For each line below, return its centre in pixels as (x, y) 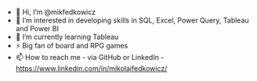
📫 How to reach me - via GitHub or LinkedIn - (90, 57)
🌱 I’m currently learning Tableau (67, 37)
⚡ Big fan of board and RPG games (72, 46)
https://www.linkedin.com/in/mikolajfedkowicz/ (91, 69)
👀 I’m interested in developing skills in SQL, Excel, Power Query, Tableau (132, 20)
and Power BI (37, 28)
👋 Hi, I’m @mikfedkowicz (56, 12)
